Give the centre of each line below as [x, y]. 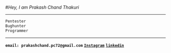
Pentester [16, 21]
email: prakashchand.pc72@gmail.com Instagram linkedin [65, 45]
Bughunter [16, 26]
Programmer [17, 31]
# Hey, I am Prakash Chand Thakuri [42, 7]
